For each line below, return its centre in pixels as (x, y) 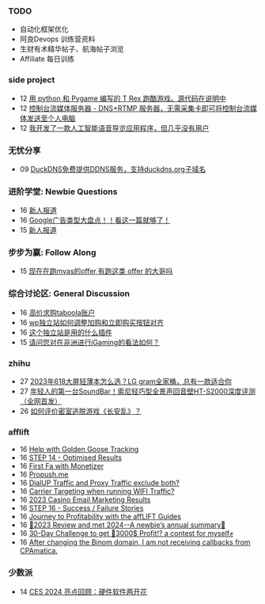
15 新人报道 (38, 230)
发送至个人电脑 (51, 118)
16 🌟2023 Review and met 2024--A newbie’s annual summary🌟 (123, 525)
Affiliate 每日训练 (47, 59)
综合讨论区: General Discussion (69, 294)
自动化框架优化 (44, 29)
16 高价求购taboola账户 (57, 312)
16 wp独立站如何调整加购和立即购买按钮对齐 (92, 322)
